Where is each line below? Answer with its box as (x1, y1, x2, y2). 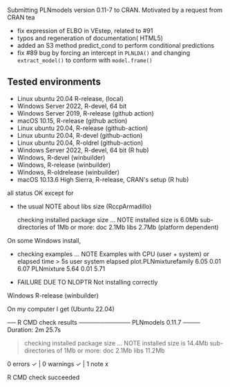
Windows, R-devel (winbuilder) (17, 153, 106, 161)
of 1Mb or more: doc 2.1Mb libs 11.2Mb (56, 346, 165, 354)
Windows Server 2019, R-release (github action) (17, 109, 154, 117)
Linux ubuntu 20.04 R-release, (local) (17, 94, 124, 102)
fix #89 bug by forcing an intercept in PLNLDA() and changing (17, 48, 191, 57)
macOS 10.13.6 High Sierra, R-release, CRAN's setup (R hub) (17, 175, 189, 183)
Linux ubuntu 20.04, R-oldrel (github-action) (17, 138, 144, 147)
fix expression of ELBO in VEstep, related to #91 (17, 27, 153, 35)
